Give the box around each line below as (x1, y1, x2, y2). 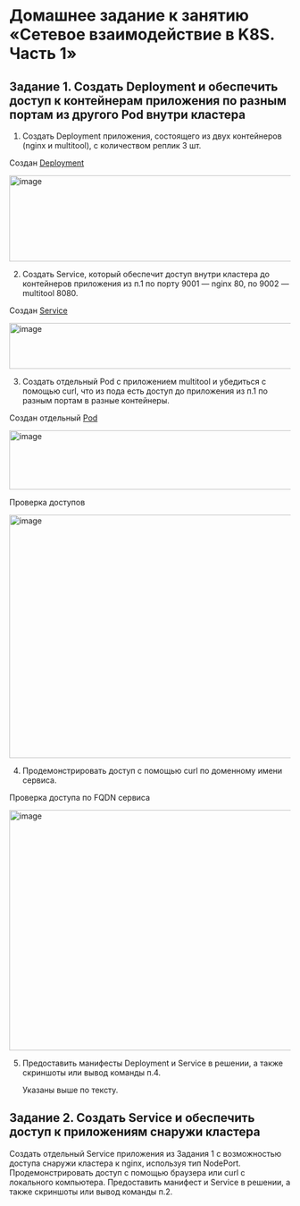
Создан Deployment (9, 157, 85, 168)
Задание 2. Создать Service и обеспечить (9, 1110, 255, 1125)
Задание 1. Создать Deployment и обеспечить (9, 79, 279, 94)
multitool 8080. (21, 288, 79, 298)
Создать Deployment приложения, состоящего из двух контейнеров (21, 131, 283, 141)
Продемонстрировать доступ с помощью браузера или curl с (9, 1167, 246, 1177)
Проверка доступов (9, 497, 86, 507)
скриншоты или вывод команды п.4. (21, 1067, 162, 1078)
